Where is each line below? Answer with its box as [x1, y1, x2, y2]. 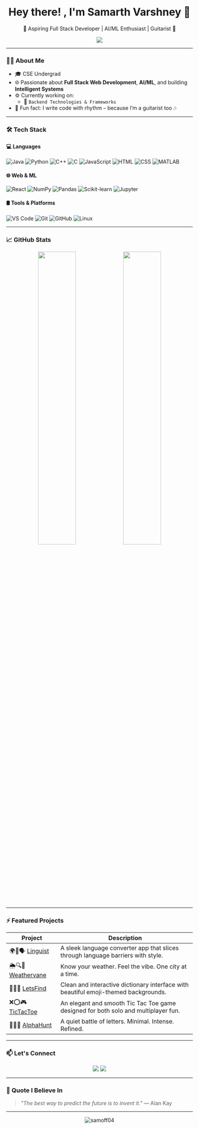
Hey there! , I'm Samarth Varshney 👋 [8, 5, 191, 19]
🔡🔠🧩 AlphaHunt [9, 1021, 52, 1029]
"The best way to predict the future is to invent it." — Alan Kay [20, 1099, 172, 1106]
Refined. [60, 1025, 84, 1033]
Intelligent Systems [14, 85, 64, 93]
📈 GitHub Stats [6, 236, 52, 244]
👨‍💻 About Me [6, 56, 44, 65]
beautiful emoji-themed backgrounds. [60, 988, 167, 996]
